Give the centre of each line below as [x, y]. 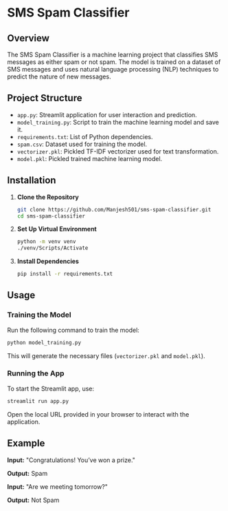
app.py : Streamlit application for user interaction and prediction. [107, 114]
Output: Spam [27, 473]
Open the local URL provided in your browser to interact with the [98, 414]
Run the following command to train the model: [73, 330]
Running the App [36, 373]
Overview [28, 38]
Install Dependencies [48, 261]
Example [26, 443]
